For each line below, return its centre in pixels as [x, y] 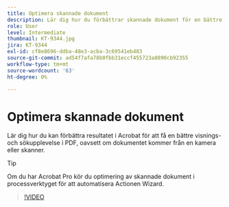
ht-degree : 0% [27, 77]
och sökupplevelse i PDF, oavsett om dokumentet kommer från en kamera [112, 143]
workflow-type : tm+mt [38, 64]
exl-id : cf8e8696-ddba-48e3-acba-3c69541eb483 [75, 52]
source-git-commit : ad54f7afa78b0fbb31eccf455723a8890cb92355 [98, 58]
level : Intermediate [37, 32]
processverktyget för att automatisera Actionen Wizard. [86, 184]
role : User [23, 26]
